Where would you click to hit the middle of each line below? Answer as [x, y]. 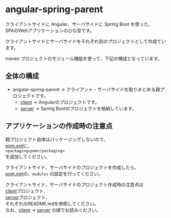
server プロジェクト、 [28, 197]
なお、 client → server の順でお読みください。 [53, 210]
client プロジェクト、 [27, 191]
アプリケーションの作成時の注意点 [59, 126]
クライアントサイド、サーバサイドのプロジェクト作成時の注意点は [75, 184]
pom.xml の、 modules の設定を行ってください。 [54, 174]
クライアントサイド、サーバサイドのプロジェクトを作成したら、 [72, 167]
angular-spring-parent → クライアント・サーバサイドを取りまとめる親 [86, 89]
